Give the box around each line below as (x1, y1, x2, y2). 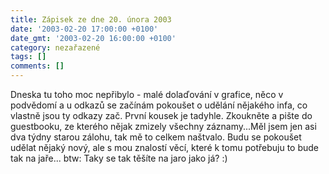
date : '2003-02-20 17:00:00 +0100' (10, 24, 159, 34)
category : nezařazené (10, 42, 101, 53)
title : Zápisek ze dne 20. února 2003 (10, 14, 172, 25)
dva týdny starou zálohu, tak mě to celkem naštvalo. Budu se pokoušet (10, 131, 302, 143)
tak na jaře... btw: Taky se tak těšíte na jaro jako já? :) (10, 152, 228, 164)
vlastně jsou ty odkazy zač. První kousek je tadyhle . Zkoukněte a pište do (10, 110, 313, 121)
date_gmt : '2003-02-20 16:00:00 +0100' (10, 33, 177, 43)
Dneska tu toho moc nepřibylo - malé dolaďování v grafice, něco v (10, 89, 284, 100)
